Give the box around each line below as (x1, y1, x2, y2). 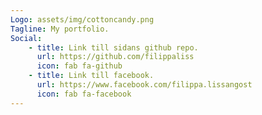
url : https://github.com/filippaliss (36, 52, 195, 62)
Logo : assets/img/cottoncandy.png (10, 14, 155, 25)
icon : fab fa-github (36, 61, 123, 71)
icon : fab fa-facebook (36, 89, 132, 99)
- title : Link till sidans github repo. (28, 42, 199, 53)
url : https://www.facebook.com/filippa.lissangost (36, 80, 253, 90)
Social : (10, 33, 43, 43)
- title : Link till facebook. (28, 71, 155, 81)
